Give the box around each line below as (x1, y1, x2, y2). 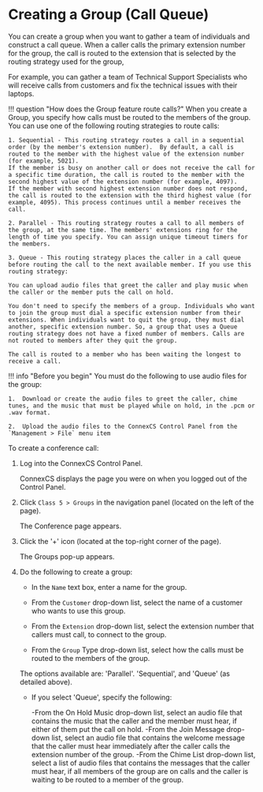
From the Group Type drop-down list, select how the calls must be (31, 645, 244, 655)
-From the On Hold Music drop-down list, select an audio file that (31, 708, 243, 717)
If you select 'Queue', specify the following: (31, 693, 172, 702)
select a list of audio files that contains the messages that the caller (31, 758, 250, 768)
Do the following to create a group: (19, 567, 133, 576)
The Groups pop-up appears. (19, 551, 115, 561)
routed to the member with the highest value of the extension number (8, 150, 245, 158)
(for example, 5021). (8, 156, 80, 165)
